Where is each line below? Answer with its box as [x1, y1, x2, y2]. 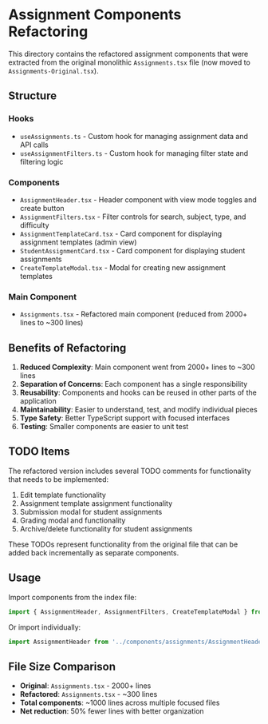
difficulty [19, 220, 49, 229]
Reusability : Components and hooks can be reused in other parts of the [19, 388, 257, 397]
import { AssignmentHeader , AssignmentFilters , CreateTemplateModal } [8, 607, 248, 616]
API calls [19, 140, 49, 149]
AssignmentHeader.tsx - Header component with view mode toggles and [19, 194, 257, 205]
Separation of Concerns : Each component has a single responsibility [19, 380, 248, 389]
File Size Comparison [8, 659, 116, 673]
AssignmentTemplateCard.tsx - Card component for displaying [19, 229, 223, 238]
